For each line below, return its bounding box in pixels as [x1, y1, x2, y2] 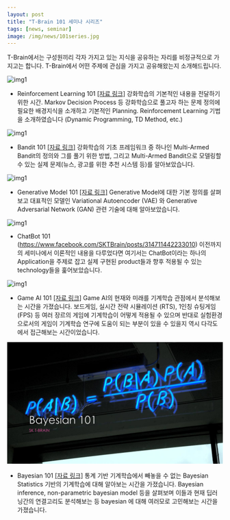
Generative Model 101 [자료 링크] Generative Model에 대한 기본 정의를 [16, 188, 209, 197]
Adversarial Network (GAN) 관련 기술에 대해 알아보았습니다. [16, 206, 180, 214]
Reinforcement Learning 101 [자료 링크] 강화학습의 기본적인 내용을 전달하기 [16, 90, 220, 98]
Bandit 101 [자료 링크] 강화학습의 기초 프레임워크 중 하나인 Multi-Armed [16, 143, 209, 151]
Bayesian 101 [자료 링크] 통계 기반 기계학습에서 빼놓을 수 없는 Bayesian [16, 471, 209, 480]
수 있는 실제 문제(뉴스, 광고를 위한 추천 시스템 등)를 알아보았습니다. [16, 160, 195, 169]
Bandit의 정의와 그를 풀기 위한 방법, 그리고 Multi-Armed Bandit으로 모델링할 [16, 151, 222, 160]
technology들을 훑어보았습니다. [16, 266, 103, 274]
